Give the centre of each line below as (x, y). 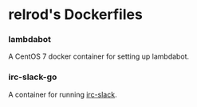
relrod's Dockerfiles (76, 15)
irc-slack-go (33, 77)
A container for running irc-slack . (63, 94)
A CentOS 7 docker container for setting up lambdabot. (99, 56)
